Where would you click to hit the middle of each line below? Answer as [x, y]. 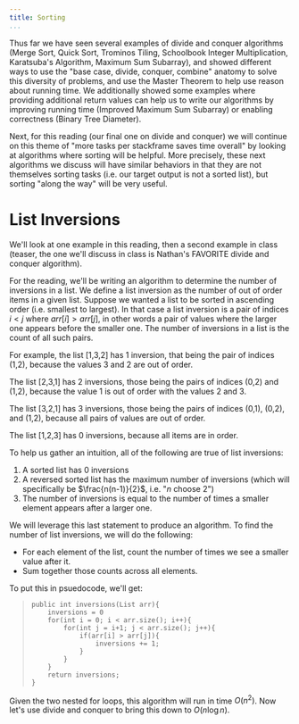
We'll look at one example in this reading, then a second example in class [144, 244]
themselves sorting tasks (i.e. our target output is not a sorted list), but [139, 174]
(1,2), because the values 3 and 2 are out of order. [101, 364]
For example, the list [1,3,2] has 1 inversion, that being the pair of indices [142, 354]
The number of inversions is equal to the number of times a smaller [145, 498]
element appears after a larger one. [87, 508]
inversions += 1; [127, 644]
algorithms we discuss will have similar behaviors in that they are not [135, 164]
